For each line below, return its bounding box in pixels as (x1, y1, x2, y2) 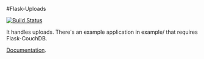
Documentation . (6, 46, 47, 54)
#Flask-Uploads (6, 5, 46, 12)
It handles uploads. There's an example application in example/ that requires (6, 28, 198, 36)
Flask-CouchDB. (6, 35, 47, 42)
